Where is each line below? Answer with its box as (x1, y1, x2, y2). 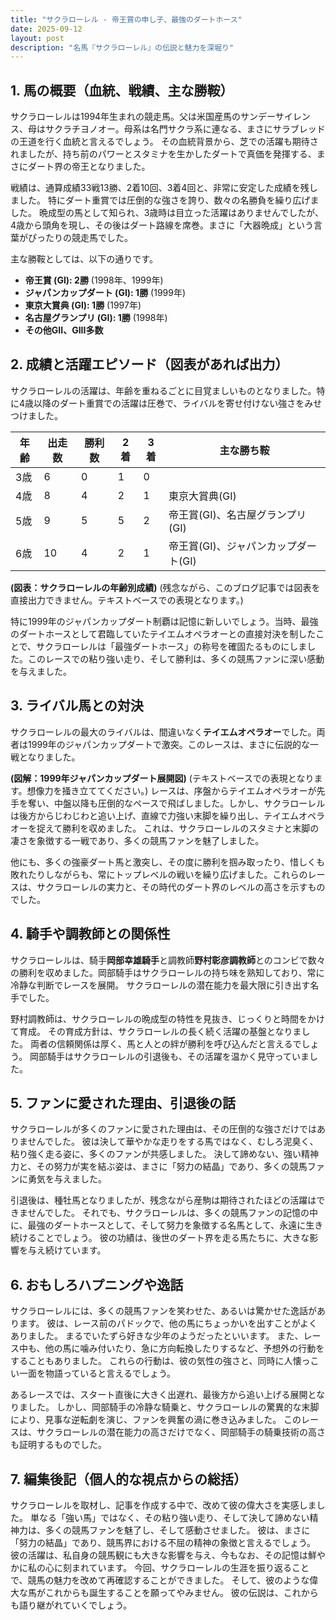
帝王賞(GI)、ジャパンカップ (168, 539, 297, 553)
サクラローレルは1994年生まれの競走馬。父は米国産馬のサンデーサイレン (10, 111, 311, 123)
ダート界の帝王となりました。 (27, 161, 151, 173)
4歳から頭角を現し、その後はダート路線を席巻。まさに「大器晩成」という (10, 219, 315, 231)
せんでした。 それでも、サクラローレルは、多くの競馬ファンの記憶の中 (27, 1207, 318, 1219)
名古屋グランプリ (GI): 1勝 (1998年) (24, 312, 168, 324)
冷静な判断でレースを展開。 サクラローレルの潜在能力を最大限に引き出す (10, 979, 311, 991)
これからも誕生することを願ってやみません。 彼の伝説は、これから (44, 1586, 319, 1598)
